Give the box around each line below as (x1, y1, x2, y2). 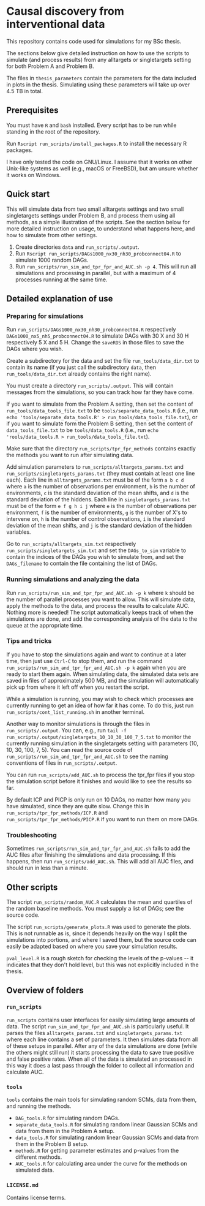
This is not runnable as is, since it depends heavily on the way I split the (6, 930, 187, 937)
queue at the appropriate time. (6, 621, 83, 629)
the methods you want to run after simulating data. (6, 452, 134, 459)
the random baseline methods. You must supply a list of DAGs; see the (6, 904, 184, 912)
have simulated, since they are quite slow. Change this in (6, 802, 149, 810)
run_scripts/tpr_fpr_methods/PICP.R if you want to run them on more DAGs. (6, 815, 199, 822)
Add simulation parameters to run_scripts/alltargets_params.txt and (6, 463, 184, 471)
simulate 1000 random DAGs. (15, 256, 89, 264)
